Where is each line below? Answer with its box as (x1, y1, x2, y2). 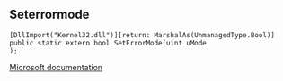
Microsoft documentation (9, 61, 103, 72)
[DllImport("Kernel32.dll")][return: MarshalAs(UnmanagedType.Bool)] (9, 30, 276, 39)
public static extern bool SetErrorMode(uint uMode (9, 38, 207, 47)
